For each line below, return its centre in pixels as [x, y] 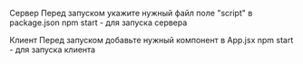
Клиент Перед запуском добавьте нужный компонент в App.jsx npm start [151, 40]
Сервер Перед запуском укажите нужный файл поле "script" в [131, 13]
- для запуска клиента [53, 50]
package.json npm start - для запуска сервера [98, 23]
